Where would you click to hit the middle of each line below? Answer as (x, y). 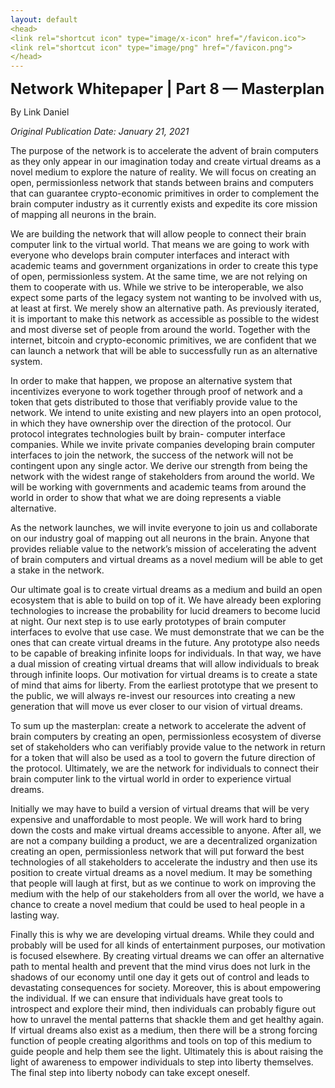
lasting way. (35, 915)
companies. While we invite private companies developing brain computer (163, 445)
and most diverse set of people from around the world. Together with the (160, 330)
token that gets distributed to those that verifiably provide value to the (154, 402)
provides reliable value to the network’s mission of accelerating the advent (163, 549)
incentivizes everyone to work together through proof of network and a (156, 392)
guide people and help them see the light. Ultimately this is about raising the (167, 1052)
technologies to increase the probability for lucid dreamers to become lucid (165, 611)
